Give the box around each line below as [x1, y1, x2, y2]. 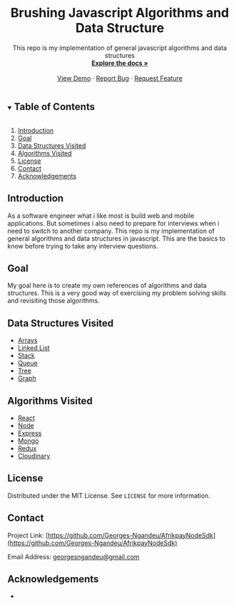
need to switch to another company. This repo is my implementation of [7, 226, 215, 235]
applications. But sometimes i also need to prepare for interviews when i [7, 219, 220, 227]
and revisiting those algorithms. [7, 296, 100, 305]
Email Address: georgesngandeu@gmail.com [7, 552, 140, 561]
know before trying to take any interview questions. [7, 241, 158, 250]
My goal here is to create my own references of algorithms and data [7, 281, 207, 290]
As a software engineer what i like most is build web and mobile [7, 211, 195, 220]
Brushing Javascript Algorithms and [10, 5, 230, 21]
